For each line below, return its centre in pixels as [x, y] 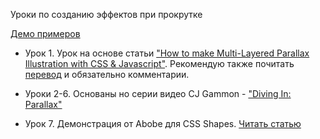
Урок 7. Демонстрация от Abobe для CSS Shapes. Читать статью [163, 123]
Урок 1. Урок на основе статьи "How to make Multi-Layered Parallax [167, 53]
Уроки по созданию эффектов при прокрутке [106, 14]
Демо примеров [45, 33]
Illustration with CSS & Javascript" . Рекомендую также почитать [159, 63]
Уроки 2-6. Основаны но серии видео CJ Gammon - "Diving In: [158, 93]
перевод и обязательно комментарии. [107, 74]
